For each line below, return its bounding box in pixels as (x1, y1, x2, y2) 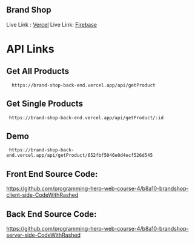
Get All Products (6, 66, 70, 76)
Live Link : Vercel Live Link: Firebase (6, 21, 97, 28)
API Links (6, 42, 55, 56)
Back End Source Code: (6, 209, 97, 219)
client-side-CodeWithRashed (6, 191, 79, 199)
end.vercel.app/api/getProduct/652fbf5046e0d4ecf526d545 (6, 153, 153, 159)
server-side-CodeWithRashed (6, 231, 81, 239)
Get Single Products (6, 99, 84, 109)
